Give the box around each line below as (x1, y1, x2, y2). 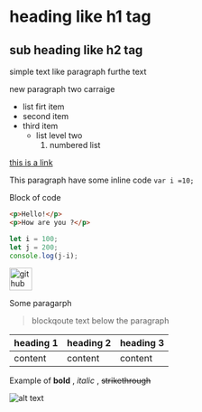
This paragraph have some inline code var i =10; (9, 174, 195, 185)
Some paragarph (9, 298, 72, 309)
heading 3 (120, 337, 165, 350)
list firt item (22, 101, 65, 112)
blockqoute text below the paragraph (31, 315, 170, 326)
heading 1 (14, 337, 59, 350)
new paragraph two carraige (9, 84, 115, 94)
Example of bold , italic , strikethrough (9, 375, 151, 386)
